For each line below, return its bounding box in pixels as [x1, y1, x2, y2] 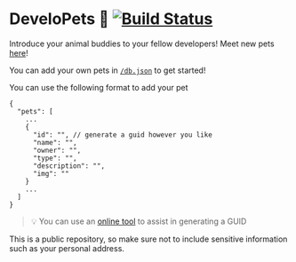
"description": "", [32, 161, 105, 171]
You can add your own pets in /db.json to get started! [9, 65, 206, 75]
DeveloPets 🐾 [9, 9, 109, 29]
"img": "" [32, 169, 69, 178]
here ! [9, 47, 28, 58]
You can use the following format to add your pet [9, 82, 188, 92]
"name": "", [32, 138, 77, 147]
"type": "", [32, 154, 77, 163]
